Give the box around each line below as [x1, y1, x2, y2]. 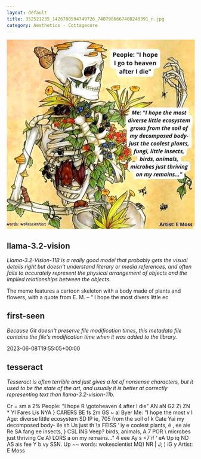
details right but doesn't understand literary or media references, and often [7, 263, 192, 270]
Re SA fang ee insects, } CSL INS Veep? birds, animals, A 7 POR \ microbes [7, 428, 191, 435]
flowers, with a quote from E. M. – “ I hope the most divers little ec [7, 294, 169, 301]
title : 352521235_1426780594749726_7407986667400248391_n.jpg [7, 16, 165, 22]
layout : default [7, 10, 47, 16]
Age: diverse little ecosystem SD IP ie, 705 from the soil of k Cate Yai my [7, 415, 184, 422]
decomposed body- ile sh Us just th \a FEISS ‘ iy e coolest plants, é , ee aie [7, 421, 191, 428]
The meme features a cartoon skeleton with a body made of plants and [7, 287, 181, 294]
